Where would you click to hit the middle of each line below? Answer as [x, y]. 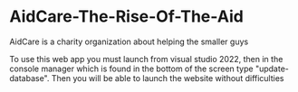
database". [29, 78]
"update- [272, 69]
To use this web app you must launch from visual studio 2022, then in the [146, 59]
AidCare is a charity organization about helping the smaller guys [129, 41]
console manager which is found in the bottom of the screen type [131, 69]
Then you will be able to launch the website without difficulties [168, 78]
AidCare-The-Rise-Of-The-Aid [127, 17]
